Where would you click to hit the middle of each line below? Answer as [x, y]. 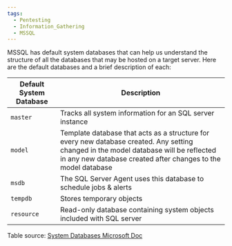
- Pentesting [32, 20]
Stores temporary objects [101, 199]
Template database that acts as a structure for [135, 133]
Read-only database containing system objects [137, 210]
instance [74, 122]
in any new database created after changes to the [140, 159]
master [21, 117]
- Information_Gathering [49, 26]
